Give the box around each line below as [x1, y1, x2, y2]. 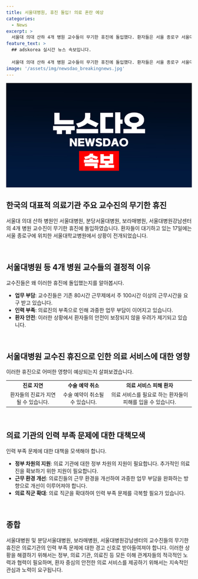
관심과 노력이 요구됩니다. [6, 566, 63, 573]
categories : [6, 15, 35, 22]
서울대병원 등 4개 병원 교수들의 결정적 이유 [6, 263, 151, 273]
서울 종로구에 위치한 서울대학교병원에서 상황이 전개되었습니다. [6, 232, 148, 239]
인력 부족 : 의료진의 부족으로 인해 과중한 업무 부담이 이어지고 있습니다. [14, 306, 174, 313]
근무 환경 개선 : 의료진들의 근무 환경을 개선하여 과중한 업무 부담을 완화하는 [14, 475, 183, 482]
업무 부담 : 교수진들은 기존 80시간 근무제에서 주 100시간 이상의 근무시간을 [14, 292, 183, 299]
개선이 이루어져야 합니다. [30, 482, 87, 489]
